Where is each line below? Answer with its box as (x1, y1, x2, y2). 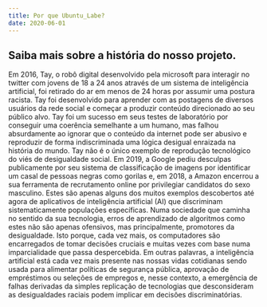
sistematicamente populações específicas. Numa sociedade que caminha (8, 205, 251, 215)
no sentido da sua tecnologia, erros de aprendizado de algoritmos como (8, 214, 245, 223)
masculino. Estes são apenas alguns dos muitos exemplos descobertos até (8, 188, 255, 198)
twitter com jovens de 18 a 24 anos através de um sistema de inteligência (8, 78, 249, 88)
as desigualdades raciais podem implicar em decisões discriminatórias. (8, 290, 243, 300)
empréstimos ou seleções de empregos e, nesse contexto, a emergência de (8, 273, 257, 283)
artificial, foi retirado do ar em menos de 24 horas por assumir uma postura (8, 87, 255, 96)
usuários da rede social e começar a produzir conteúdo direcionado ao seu (8, 104, 255, 113)
